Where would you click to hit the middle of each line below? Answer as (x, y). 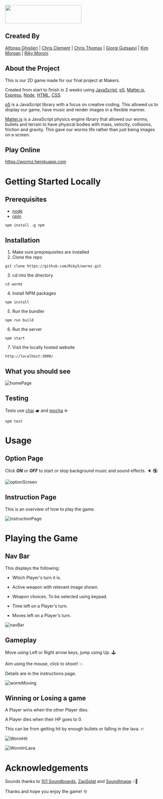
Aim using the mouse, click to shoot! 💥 (44, 664)
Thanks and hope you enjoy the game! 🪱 (46, 792)
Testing (17, 399)
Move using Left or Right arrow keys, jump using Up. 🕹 (61, 652)
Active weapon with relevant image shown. (55, 587)
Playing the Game (41, 538)
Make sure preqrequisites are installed (51, 252)
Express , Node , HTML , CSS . (33, 95)
